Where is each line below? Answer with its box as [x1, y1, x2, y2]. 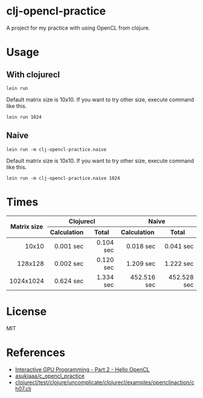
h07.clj [14, 385, 31, 392]
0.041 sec [164, 242, 194, 250]
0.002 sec [54, 259, 84, 268]
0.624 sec [54, 277, 84, 285]
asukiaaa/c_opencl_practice [14, 372, 85, 379]
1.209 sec [126, 259, 156, 268]
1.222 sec [164, 259, 194, 268]
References [6, 345, 65, 359]
